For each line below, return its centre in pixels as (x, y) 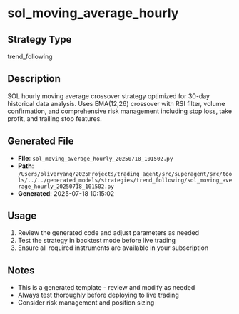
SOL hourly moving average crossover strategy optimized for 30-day (109, 96)
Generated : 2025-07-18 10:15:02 (66, 193)
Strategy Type (40, 40)
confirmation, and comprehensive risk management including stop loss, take (120, 111)
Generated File (41, 141)
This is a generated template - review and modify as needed (106, 288)
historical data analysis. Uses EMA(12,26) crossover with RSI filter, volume (116, 103)
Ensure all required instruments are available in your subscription (113, 248)
